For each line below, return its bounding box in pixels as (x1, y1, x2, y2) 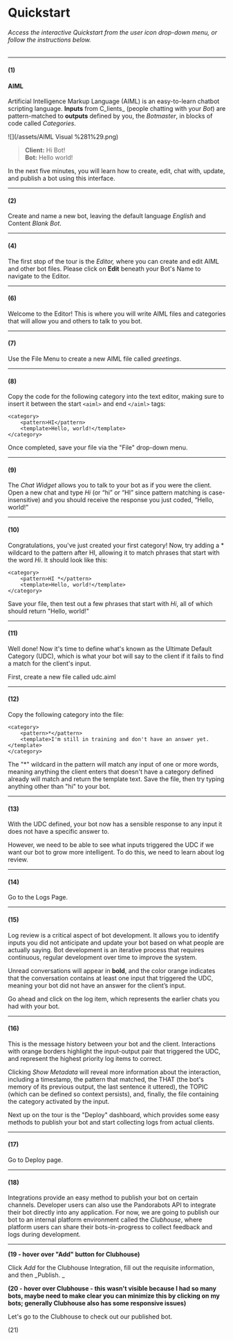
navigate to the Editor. (8, 271, 71, 280)
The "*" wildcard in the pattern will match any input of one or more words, (8, 760, 219, 769)
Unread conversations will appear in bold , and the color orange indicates (8, 966, 216, 974)
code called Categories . (8, 119, 77, 127)
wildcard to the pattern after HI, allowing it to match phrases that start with (8, 548, 220, 557)
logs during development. (8, 1231, 82, 1239)
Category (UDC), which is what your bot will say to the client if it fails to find (8, 652, 224, 660)
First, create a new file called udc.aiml (8, 672, 116, 681)
